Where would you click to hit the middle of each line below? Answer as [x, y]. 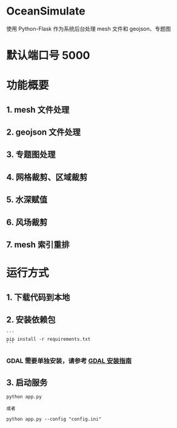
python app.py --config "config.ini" [54, 420]
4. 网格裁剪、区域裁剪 [47, 177]
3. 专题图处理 [31, 155]
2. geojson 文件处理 [43, 132]
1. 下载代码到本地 [38, 297]
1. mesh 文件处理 [38, 109]
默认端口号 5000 [48, 55]
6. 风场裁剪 [27, 222]
